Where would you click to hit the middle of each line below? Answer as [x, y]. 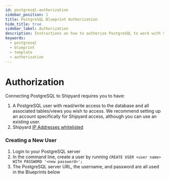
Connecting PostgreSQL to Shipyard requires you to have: [65, 96]
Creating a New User [31, 141]
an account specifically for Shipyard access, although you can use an [84, 116]
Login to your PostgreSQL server [47, 151]
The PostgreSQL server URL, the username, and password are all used [86, 166]
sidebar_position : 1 [27, 15]
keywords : [16, 38]
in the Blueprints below [36, 172]
